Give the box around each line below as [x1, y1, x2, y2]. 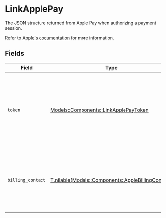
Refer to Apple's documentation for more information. [5, 35, 114, 41]
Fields [5, 49, 25, 58]
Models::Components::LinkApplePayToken [50, 106, 149, 113]
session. [5, 25, 22, 31]
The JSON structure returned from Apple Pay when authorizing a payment [5, 20, 157, 26]
